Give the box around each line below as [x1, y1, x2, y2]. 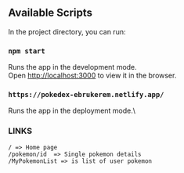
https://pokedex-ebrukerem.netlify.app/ [8, 90, 164, 99]
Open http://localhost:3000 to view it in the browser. [8, 70, 177, 81]
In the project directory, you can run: [8, 27, 126, 36]
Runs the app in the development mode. [8, 63, 137, 72]
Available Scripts [8, 6, 92, 20]
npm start [8, 46, 45, 56]
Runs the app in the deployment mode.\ [8, 106, 135, 116]
